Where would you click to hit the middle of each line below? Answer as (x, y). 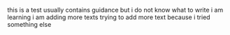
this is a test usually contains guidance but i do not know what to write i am (115, 10)
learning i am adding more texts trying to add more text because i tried (109, 17)
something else (29, 24)
